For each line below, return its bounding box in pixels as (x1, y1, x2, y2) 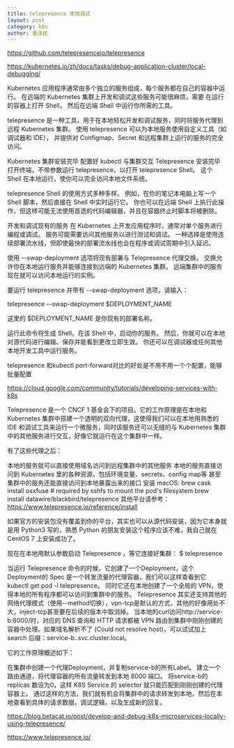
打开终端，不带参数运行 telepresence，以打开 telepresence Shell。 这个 (7, 166, 213, 174)
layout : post (7, 17, 45, 24)
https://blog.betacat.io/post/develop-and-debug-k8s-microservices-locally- (7, 712, 226, 721)
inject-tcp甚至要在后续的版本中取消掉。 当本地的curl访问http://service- (19, 607, 224, 616)
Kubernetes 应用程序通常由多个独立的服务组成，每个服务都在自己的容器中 (7, 84, 219, 93)
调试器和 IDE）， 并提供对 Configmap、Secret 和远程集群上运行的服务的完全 (7, 134, 224, 142)
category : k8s (7, 23, 49, 30)
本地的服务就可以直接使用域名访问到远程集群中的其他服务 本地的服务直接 (7, 461, 217, 470)
